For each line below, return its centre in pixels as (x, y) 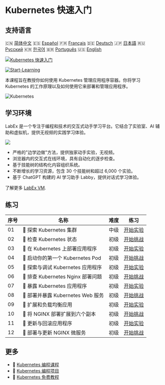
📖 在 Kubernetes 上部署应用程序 (60, 249)
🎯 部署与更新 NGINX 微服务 (54, 333)
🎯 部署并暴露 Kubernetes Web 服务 (63, 295)
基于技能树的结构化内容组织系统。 (47, 164)
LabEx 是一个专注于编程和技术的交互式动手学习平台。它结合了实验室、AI (80, 126)
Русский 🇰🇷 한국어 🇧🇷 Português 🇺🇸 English (54, 49)
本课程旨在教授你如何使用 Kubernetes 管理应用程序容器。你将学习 (73, 80)
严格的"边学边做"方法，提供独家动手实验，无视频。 (65, 152)
